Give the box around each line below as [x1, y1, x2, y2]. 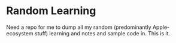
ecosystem [6, 29, 34, 37]
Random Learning [6, 4, 96, 18]
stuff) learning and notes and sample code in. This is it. [35, 29, 171, 37]
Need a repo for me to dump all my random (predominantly [6, 24, 151, 31]
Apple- [152, 24, 169, 31]
